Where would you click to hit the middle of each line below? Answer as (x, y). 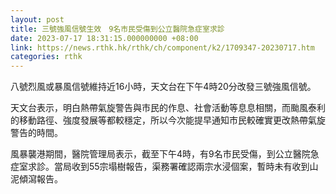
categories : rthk (46, 57)
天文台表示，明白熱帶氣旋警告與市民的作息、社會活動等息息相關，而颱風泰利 (168, 108)
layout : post (37, 19)
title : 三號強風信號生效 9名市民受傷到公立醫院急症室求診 (117, 29)
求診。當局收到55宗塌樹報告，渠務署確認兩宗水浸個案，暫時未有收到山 (173, 167)
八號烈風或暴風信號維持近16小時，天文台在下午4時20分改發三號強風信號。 (163, 87)
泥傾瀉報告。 (36, 179)
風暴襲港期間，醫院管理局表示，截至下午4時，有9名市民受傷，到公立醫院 (160, 154)
